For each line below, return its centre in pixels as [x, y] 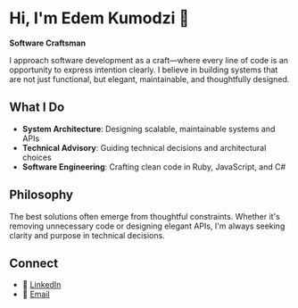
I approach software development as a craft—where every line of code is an [149, 60]
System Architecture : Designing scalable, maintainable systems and [149, 129]
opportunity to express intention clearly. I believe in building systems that [144, 70]
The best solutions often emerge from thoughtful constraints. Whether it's [145, 216]
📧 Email [36, 295]
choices [37, 157]
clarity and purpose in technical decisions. [87, 235]
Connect [34, 263]
